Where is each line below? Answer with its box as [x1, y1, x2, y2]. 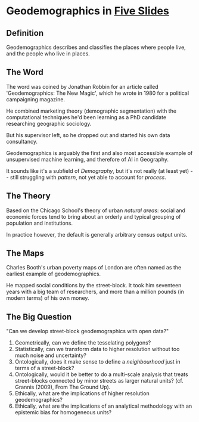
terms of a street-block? [14, 365, 74, 372]
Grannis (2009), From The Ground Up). [14, 383, 111, 391]
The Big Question [6, 312, 72, 322]
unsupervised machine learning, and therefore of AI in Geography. [6, 156, 169, 163]
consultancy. [6, 138, 38, 145]
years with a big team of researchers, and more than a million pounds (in [6, 288, 185, 296]
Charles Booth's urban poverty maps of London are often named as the [6, 264, 182, 271]
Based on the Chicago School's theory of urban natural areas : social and [6, 207, 186, 214]
